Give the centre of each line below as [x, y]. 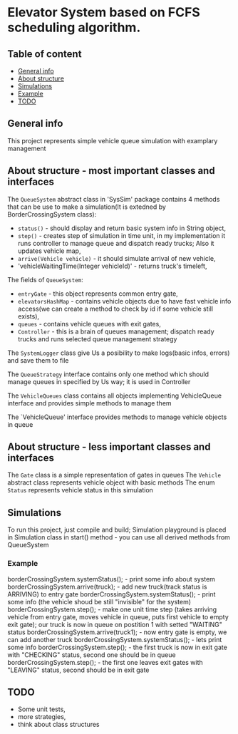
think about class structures [58, 725]
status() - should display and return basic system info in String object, [122, 228]
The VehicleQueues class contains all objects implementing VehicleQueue [115, 396]
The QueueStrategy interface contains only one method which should [108, 374]
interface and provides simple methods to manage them [90, 403]
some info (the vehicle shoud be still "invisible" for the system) [99, 601]
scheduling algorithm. [74, 27]
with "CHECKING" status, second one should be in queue [92, 655]
